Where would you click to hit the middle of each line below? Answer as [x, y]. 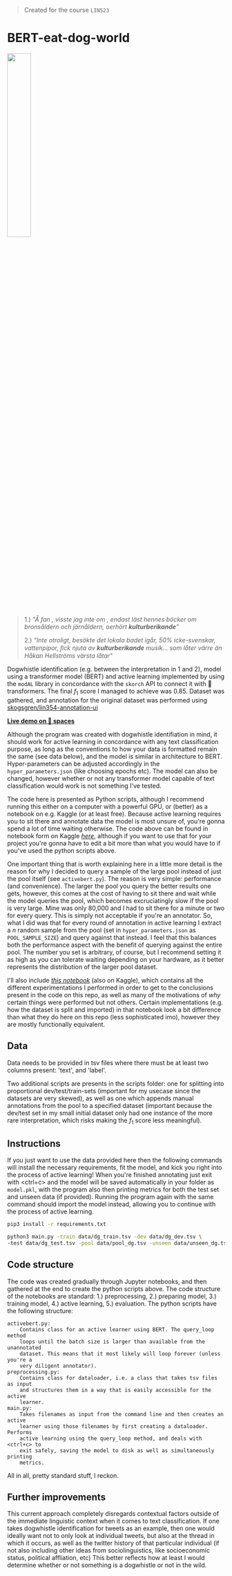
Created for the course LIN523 [67, 10]
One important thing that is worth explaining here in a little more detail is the [115, 864]
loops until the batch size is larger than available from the [113, 1342]
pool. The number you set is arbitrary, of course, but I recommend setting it [114, 952]
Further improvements [56, 1497]
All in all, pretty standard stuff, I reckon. [63, 1475]
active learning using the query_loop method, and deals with [111, 1438]
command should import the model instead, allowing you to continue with [112, 1204]
